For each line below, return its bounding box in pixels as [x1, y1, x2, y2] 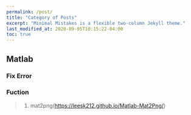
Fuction [6, 88, 29, 97]
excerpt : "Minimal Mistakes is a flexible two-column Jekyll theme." [6, 20, 186, 26]
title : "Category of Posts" [6, 15, 78, 21]
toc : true [6, 31, 32, 38]
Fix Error [6, 72, 32, 80]
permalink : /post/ [6, 8, 53, 15]
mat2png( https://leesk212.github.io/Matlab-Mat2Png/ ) [30, 102, 166, 109]
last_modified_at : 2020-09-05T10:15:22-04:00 [6, 25, 123, 32]
